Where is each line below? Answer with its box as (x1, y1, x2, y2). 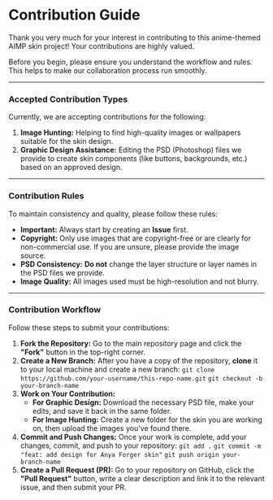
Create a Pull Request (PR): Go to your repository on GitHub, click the (19, 465, 254, 475)
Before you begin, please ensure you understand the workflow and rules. (8, 57, 253, 67)
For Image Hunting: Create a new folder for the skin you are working (32, 415, 262, 424)
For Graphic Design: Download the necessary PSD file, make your (32, 397, 254, 407)
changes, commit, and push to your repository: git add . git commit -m (19, 441, 262, 450)
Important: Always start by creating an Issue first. (19, 224, 188, 234)
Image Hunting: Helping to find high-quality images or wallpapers (19, 128, 241, 137)
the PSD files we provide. (19, 267, 106, 277)
